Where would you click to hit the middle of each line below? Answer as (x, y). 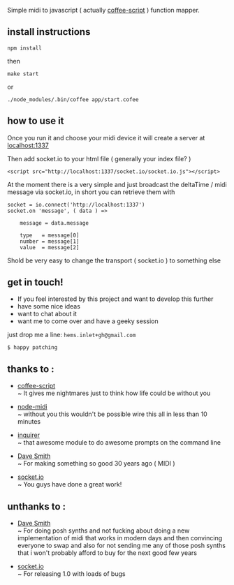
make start (23, 74)
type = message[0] (50, 235)
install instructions (49, 32)
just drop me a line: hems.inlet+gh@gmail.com (72, 335)
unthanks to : (37, 506)
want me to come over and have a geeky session (88, 321)
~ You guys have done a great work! (70, 484)
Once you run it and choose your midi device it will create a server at (106, 138)
